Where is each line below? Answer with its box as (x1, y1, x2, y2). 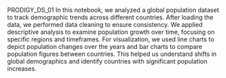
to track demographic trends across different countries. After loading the (7, 13, 214, 21)
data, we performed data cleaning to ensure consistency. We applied (7, 21, 203, 28)
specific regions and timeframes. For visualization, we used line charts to (7, 35, 215, 43)
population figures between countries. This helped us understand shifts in (7, 50, 217, 58)
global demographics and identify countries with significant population (7, 57, 208, 65)
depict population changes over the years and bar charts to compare (7, 43, 203, 50)
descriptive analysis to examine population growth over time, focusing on (7, 28, 215, 36)
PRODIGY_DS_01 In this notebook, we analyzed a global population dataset (7, 6, 219, 14)
